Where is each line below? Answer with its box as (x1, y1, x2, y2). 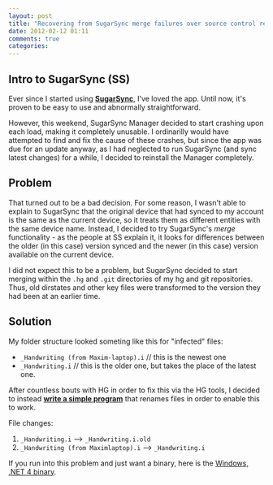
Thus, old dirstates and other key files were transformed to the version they (8, 282, 262, 292)
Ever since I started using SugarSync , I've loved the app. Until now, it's (8, 93, 246, 103)
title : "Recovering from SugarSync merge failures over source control (8, 19, 256, 28)
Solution (8, 314, 52, 329)
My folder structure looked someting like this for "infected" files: (8, 336, 223, 346)
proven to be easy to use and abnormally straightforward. (8, 102, 201, 112)
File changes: (8, 418, 54, 427)
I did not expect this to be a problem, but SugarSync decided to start (8, 265, 238, 275)
